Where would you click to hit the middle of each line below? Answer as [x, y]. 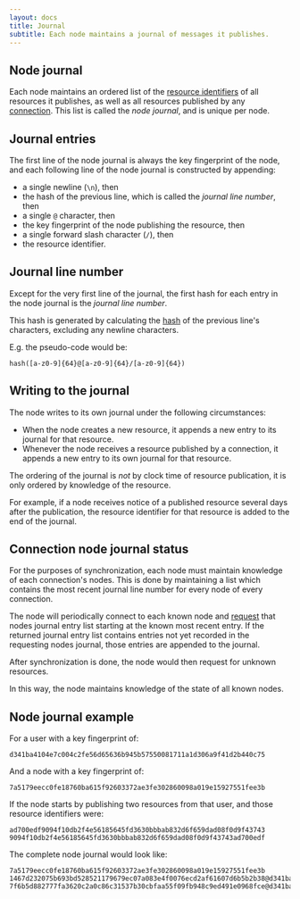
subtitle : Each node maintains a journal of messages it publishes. [139, 34]
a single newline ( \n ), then [70, 187]
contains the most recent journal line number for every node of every [136, 589]
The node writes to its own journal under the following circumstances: [137, 412]
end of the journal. [43, 521]
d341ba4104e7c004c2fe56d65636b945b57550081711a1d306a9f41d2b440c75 [137, 755]
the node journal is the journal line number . [88, 303]
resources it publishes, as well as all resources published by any [127, 101]
